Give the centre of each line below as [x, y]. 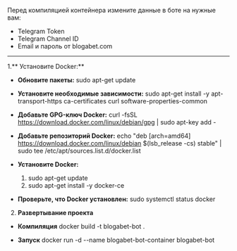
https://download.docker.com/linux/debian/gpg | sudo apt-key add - [117, 122]
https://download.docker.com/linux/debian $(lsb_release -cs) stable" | [120, 143]
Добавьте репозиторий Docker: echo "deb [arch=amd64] [104, 136]
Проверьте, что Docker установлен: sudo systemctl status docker [116, 199]
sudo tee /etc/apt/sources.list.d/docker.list [79, 151]
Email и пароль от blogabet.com [65, 46]
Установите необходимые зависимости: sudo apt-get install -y [114, 94]
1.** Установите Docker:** [46, 66]
